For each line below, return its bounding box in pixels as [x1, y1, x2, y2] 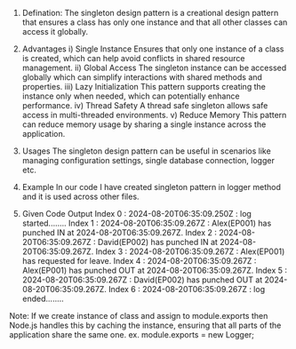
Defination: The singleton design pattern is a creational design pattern [21, 8, 279, 18]
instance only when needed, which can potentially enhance [21, 91, 240, 101]
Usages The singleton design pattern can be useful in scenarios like [21, 146, 271, 156]
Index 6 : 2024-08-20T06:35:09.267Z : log [108, 284, 265, 294]
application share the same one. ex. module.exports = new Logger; [9, 329, 255, 340]
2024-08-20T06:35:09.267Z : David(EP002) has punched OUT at [21, 274, 263, 285]
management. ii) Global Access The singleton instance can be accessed [21, 62, 287, 73]
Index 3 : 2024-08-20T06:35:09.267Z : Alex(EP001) [95, 246, 285, 257]
